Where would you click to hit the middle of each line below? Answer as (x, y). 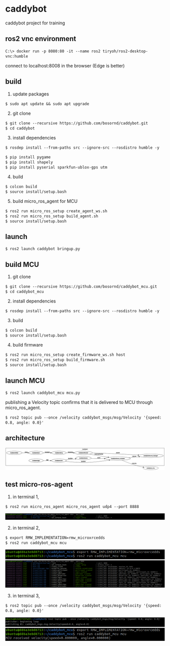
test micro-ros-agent (39, 484)
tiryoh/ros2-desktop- (125, 51)
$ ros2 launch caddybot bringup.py (43, 249)
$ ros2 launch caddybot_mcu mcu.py (43, 393)
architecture (25, 438)
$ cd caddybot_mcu (25, 292)
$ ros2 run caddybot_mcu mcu (36, 543)
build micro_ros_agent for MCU (45, 201)
